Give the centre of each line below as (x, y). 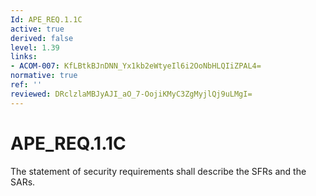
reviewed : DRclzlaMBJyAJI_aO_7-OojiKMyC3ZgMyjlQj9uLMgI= (131, 94)
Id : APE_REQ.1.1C (46, 19)
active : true (37, 29)
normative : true (44, 76)
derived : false (42, 38)
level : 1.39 (35, 47)
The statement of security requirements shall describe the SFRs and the (158, 171)
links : (24, 57)
